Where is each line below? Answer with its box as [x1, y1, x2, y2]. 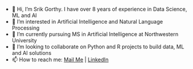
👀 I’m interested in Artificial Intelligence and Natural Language [11, 18, 163, 25]
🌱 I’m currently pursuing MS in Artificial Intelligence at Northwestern [11, 31, 179, 38]
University [11, 37, 37, 44]
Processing [11, 24, 40, 31]
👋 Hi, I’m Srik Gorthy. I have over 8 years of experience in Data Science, [11, 6, 188, 12]
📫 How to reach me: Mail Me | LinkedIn [11, 56, 109, 63]
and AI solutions [11, 50, 52, 56]
